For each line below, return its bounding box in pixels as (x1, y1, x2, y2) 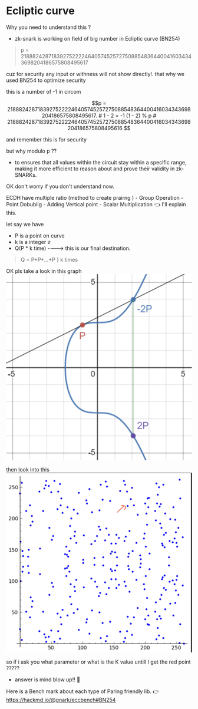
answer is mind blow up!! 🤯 (14, 676, 81, 683)
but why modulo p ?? (6, 147, 57, 154)
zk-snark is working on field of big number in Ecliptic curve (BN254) (14, 35, 180, 42)
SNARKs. (14, 171, 37, 178)
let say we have (6, 220, 44, 227)
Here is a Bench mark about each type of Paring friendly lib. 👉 (6, 688, 160, 695)
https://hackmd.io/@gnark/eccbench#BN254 (6, 697, 116, 704)
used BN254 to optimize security (6, 77, 87, 84)
